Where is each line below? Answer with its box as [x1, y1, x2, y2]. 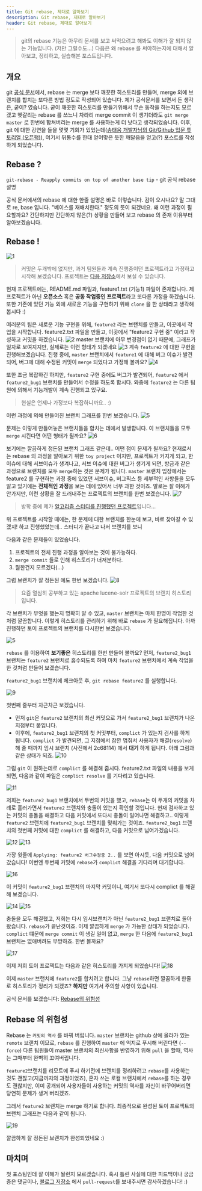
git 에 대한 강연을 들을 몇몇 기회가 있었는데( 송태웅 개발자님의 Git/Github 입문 [6, 126, 185, 134]
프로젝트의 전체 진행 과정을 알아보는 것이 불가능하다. [14, 548, 137, 555]
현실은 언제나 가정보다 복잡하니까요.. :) [20, 398, 111, 406]
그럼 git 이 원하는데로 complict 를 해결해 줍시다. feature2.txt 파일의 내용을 [6, 764, 183, 772]
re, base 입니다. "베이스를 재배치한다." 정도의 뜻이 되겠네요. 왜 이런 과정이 [12, 204, 186, 211]
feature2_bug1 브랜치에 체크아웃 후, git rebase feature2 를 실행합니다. [6, 676, 177, 684]
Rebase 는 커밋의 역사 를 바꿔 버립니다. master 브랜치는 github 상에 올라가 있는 [6, 1032, 190, 1039]
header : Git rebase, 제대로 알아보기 [6, 20, 92, 26]
